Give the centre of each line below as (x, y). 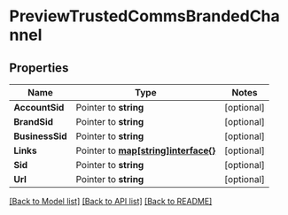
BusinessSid (41, 136)
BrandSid (34, 122)
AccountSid (39, 107)
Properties (39, 68)
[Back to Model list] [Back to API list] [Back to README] (111, 201)
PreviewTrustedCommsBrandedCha (145, 16)
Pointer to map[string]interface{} (146, 150)
